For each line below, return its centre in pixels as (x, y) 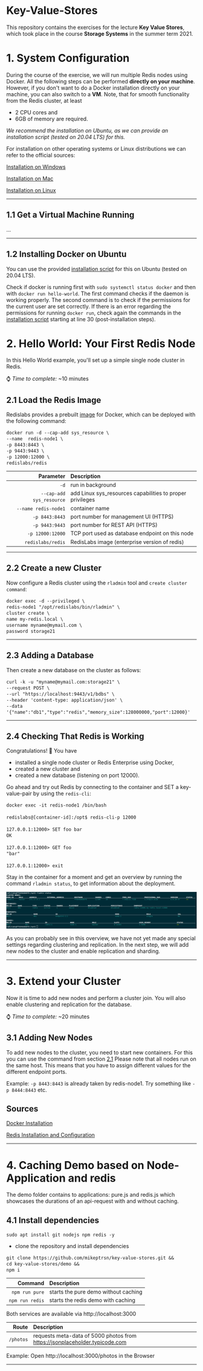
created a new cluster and (47, 769)
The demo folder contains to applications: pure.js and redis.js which (91, 1195)
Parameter (52, 476)
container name (90, 508)
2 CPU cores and (36, 112)
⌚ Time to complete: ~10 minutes (47, 379)
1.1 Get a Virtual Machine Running (70, 215)
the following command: (36, 421)
